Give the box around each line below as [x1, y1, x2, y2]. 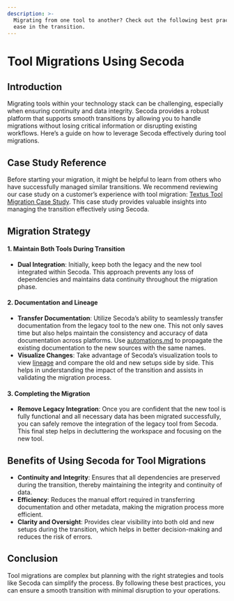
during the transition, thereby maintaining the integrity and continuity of [17, 481, 223, 489]
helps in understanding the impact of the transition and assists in [17, 366, 203, 374]
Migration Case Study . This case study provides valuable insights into [7, 198, 207, 206]
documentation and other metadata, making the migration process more [17, 503, 224, 511]
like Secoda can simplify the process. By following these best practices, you [7, 579, 226, 587]
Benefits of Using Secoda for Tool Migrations [7, 454, 206, 466]
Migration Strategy [7, 225, 91, 237]
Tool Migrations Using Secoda [7, 53, 185, 69]
